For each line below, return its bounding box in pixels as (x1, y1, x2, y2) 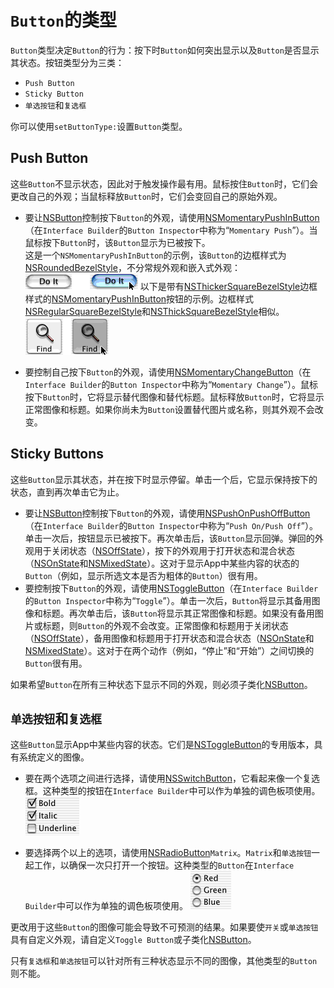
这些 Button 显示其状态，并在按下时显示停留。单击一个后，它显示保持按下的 (10, 473, 318, 485)
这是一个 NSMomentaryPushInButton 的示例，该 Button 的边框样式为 (24, 249, 287, 261)
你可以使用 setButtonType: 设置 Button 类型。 (10, 120, 188, 132)
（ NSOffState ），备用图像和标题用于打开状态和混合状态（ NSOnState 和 (24, 632, 315, 644)
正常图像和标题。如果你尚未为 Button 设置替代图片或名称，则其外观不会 (24, 403, 315, 415)
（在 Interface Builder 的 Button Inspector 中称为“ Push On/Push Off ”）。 (24, 519, 318, 531)
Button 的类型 (10, 9, 117, 32)
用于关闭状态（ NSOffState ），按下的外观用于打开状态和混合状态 (33, 544, 295, 556)
